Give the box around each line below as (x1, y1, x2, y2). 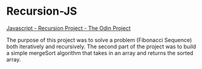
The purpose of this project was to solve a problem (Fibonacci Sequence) (6, 36, 192, 43)
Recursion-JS (6, 4, 78, 18)
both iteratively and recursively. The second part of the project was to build (6, 43, 196, 50)
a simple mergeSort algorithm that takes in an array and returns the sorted (6, 49, 194, 56)
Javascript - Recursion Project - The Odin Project (6, 24, 131, 32)
